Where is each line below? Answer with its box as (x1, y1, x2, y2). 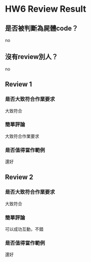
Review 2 (5, 173, 34, 181)
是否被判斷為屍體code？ (5, 24, 78, 32)
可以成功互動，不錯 (5, 226, 44, 232)
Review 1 (5, 80, 33, 88)
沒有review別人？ (5, 53, 58, 61)
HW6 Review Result (5, 3, 87, 15)
